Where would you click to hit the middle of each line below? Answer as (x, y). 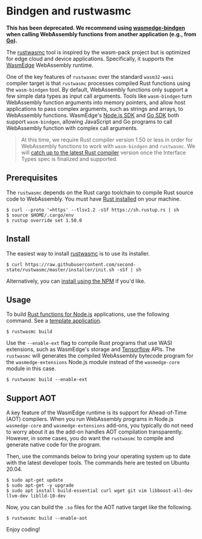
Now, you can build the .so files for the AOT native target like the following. (99, 507)
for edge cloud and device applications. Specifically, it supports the (90, 58)
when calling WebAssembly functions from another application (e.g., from (101, 34)
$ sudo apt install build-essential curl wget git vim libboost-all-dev (99, 491)
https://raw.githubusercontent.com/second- (80, 264)
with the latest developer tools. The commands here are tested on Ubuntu (98, 463)
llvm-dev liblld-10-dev (36, 496)
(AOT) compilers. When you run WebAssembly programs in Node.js (90, 419)
